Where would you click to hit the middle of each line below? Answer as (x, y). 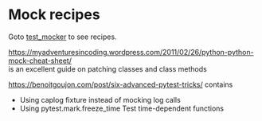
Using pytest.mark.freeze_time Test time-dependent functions (122, 108)
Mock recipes (55, 15)
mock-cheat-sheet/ (40, 60)
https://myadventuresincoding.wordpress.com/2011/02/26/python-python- (131, 52)
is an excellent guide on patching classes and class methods (108, 68)
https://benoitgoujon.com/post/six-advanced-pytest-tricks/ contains (121, 84)
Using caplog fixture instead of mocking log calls (100, 100)
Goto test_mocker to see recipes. (63, 37)
